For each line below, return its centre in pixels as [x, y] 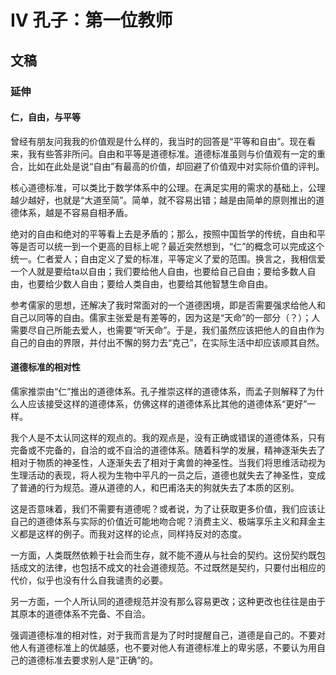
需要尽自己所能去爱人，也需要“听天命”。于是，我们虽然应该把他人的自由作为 [167, 330]
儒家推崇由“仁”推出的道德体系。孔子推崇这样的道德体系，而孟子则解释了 [159, 391]
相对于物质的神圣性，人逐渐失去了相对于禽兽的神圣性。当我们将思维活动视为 [168, 462]
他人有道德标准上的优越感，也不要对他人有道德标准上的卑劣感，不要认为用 [163, 647]
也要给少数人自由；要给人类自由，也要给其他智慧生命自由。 [150, 283]
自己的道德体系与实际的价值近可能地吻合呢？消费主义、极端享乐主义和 [155, 521]
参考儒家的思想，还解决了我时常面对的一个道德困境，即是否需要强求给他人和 [168, 305]
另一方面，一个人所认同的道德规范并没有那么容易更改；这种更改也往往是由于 [168, 601]
